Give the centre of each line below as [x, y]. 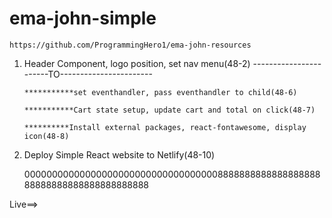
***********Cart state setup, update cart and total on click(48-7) [169, 110]
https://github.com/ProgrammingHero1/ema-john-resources [130, 45]
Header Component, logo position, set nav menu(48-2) [137, 63]
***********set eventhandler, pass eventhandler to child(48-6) [160, 92]
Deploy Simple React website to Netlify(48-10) [119, 154]
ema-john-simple [83, 18]
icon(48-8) [46, 136]
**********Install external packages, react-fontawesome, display [165, 127]
